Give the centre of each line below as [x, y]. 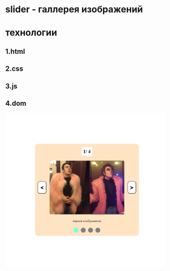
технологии [31, 33]
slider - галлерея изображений [74, 9]
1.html [15, 51]
